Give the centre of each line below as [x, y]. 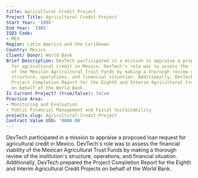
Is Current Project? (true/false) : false [58, 93]
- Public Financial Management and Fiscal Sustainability [79, 110]
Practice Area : [25, 99]
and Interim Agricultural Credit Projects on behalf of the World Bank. [89, 169]
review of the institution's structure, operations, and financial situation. [92, 156]
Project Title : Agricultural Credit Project [62, 17]
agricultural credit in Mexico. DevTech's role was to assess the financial [93, 144]
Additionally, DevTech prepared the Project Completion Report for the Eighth [99, 163]
